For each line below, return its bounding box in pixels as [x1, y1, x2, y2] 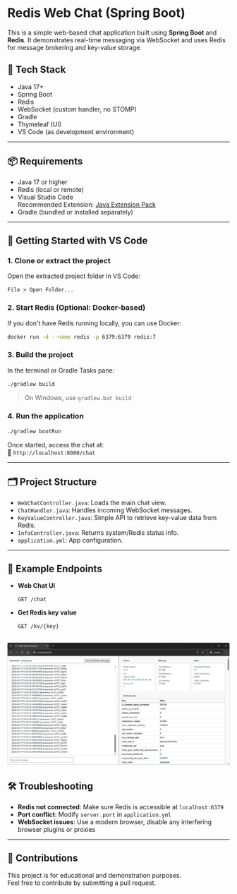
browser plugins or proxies [17, 825, 96, 833]
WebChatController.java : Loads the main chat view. [17, 498, 167, 507]
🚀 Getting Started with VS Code [7, 234, 148, 246]
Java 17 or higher [17, 178, 68, 186]
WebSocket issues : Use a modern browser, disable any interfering [17, 817, 212, 826]
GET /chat [17, 596, 47, 603]
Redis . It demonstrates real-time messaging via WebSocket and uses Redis [7, 35, 226, 44]
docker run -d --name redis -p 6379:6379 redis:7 [7, 333, 157, 340]
